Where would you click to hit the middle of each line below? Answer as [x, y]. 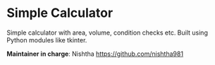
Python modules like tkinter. [47, 40]
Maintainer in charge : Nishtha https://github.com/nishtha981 [95, 54]
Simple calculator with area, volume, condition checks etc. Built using [107, 32]
